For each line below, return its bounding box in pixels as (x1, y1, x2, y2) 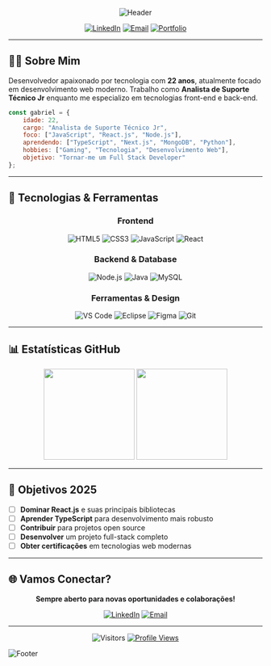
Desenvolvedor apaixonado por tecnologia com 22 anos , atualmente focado (8, 75, 261, 85)
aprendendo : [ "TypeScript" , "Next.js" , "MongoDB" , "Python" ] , (23, 138, 236, 147)
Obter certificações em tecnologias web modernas (19, 541, 192, 550)
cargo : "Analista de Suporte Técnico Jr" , (23, 124, 168, 132)
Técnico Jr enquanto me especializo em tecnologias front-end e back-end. (8, 93, 258, 103)
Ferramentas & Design (91, 292, 180, 303)
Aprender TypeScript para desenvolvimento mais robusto (19, 513, 214, 523)
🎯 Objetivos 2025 (8, 483, 98, 497)
